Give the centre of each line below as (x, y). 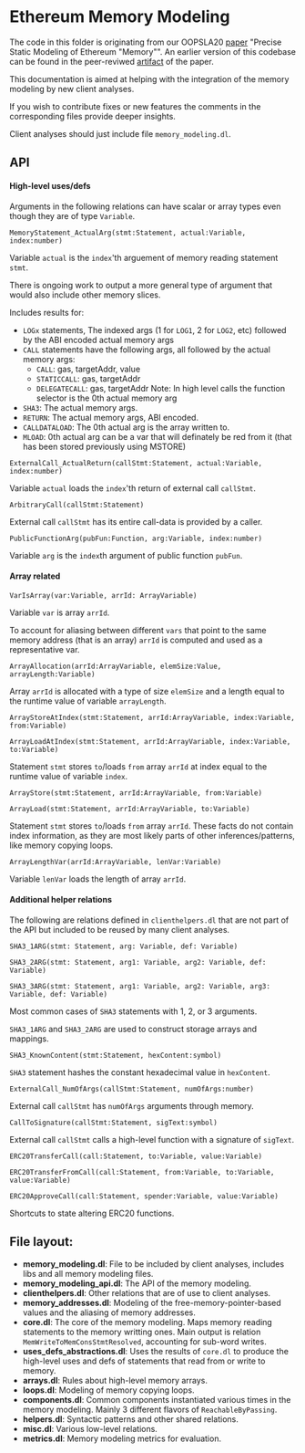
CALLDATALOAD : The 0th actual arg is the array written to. (126, 427)
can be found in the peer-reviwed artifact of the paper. (112, 61)
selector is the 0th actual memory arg (107, 398)
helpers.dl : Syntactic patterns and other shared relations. (131, 1419)
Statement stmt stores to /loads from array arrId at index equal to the (138, 766)
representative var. (45, 649)
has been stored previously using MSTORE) (104, 446)
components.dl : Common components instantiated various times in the (157, 1399)
